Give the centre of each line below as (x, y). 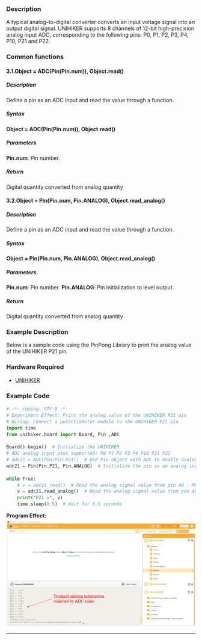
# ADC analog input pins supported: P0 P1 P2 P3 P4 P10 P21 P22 (88, 454)
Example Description (37, 332)
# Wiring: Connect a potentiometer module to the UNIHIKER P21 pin (93, 422)
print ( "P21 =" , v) (40, 498)
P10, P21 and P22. (28, 42)
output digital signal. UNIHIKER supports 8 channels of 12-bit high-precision (100, 28)
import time (21, 428)
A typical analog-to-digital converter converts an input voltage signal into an (101, 22)
